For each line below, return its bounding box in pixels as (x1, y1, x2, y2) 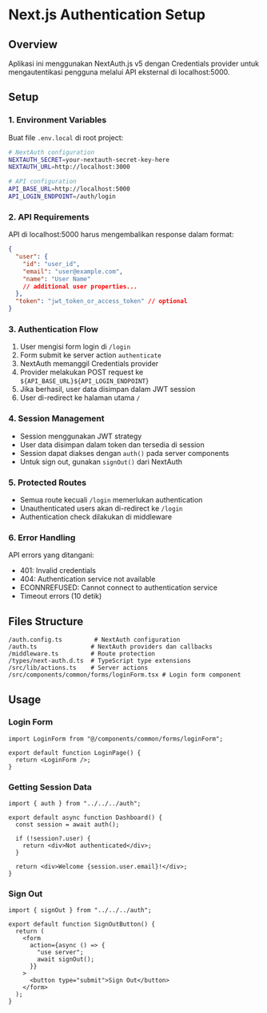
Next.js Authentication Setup (8, 6, 206, 24)
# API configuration (8, 178, 78, 186)
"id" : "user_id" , (22, 260, 81, 268)
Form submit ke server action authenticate (19, 350, 161, 360)
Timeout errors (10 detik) (19, 591, 102, 601)
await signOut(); (37, 955, 94, 963)
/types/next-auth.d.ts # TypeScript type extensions (8, 657, 192, 665)
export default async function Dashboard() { (8, 813, 162, 822)
